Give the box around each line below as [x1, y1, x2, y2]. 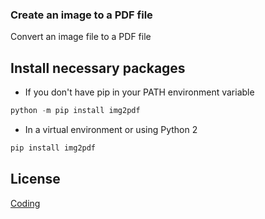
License [10, 171, 61, 188]
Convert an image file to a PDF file [10, 31, 152, 43]
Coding [10, 197, 41, 209]
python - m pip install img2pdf [10, 106, 141, 116]
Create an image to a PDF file [10, 8, 153, 22]
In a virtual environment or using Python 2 [24, 123, 198, 135]
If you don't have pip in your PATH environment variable [24, 86, 255, 98]
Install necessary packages [10, 59, 186, 77]
